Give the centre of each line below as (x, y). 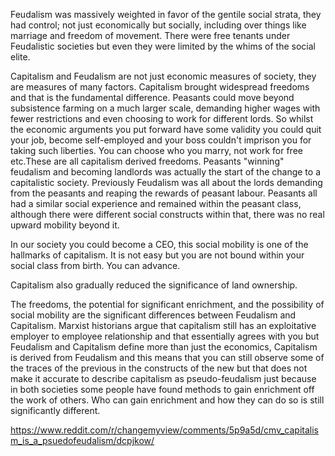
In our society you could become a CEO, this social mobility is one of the (159, 244)
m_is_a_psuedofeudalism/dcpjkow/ (82, 440)
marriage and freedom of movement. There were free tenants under (150, 35)
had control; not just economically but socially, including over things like (158, 25)
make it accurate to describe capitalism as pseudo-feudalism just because (163, 378)
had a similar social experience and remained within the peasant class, (156, 203)
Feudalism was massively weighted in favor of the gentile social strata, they (166, 14)
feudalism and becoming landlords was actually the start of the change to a (166, 172)
